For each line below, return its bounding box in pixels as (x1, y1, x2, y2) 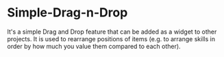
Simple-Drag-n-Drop (7, 5, 128, 21)
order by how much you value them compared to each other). (7, 42, 181, 50)
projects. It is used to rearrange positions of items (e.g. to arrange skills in (7, 34, 216, 43)
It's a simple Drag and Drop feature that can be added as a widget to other (7, 27, 217, 36)
